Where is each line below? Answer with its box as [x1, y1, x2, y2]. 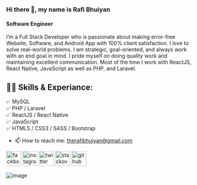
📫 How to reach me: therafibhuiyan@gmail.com [14, 137, 133, 144]
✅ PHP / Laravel [6, 104, 46, 112]
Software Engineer [6, 20, 53, 27]
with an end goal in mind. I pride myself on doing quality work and [6, 52, 168, 59]
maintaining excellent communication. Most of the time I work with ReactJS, [6, 59, 192, 66]
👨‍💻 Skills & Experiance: [6, 82, 93, 92]
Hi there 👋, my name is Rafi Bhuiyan [6, 5, 111, 14]
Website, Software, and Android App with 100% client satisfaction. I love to [6, 40, 189, 47]
